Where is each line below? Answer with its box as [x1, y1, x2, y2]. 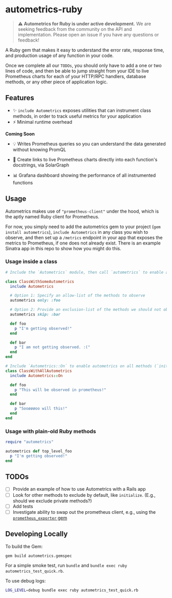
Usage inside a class [5, 258, 57, 265]
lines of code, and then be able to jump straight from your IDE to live [5, 68, 149, 74]
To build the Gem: [5, 543, 43, 549]
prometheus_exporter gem [12, 515, 68, 521]
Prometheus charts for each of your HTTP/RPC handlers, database [5, 73, 146, 79]
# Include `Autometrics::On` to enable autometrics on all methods [5, 364, 153, 369]
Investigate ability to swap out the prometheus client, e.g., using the [12, 509, 156, 515]
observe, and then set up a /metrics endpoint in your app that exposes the [5, 234, 163, 240]
